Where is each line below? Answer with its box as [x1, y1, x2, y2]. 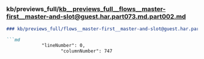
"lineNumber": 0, [41, 43, 86, 49]
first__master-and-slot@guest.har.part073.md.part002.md [6, 12, 186, 20]
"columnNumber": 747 [60, 48, 113, 54]
